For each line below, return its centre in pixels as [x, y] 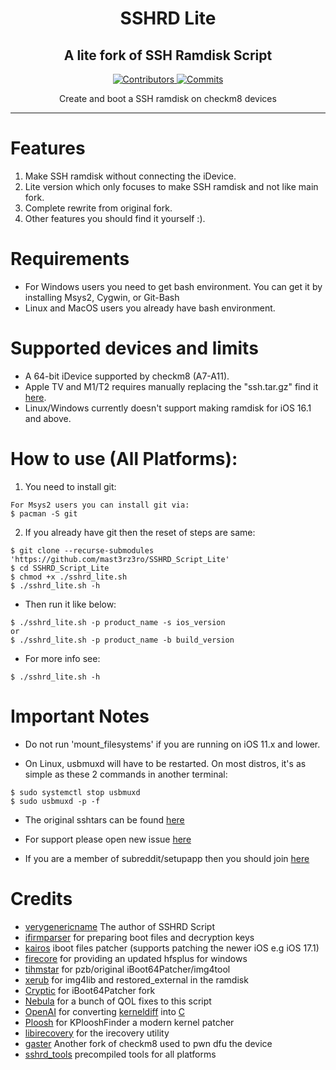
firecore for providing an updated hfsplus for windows [136, 958]
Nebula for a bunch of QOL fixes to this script [118, 1001]
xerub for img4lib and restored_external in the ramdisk [136, 979]
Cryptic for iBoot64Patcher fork [90, 990]
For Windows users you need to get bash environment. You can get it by [173, 286]
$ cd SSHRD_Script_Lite [60, 568]
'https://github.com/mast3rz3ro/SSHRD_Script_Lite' [120, 559]
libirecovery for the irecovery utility [97, 1033]
